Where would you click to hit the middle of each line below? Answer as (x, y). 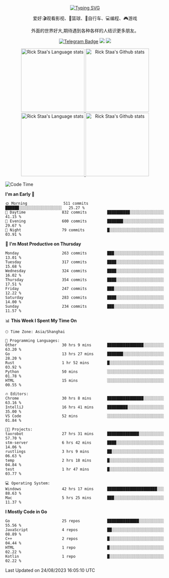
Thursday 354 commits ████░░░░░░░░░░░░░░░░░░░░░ (85, 280)
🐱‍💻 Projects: (19, 429)
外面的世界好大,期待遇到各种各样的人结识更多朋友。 (85, 31)
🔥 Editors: (17, 394)
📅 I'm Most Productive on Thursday (43, 244)
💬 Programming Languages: (32, 341)
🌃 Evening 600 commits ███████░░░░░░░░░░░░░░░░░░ (85, 221)
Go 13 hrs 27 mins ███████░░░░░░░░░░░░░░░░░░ (85, 354)
